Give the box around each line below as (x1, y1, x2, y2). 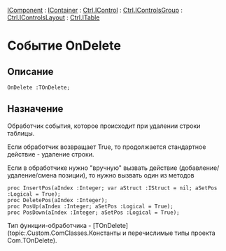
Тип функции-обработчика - (7, 221, 92, 229)
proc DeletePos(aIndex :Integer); (7, 196, 108, 203)
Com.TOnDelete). (7, 236, 57, 244)
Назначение (7, 103, 64, 115)
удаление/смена (7, 171, 57, 179)
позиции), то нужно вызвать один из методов (58, 171, 195, 179)
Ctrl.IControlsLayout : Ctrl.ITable (7, 13, 100, 22)
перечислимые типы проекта (127, 229, 216, 237)
